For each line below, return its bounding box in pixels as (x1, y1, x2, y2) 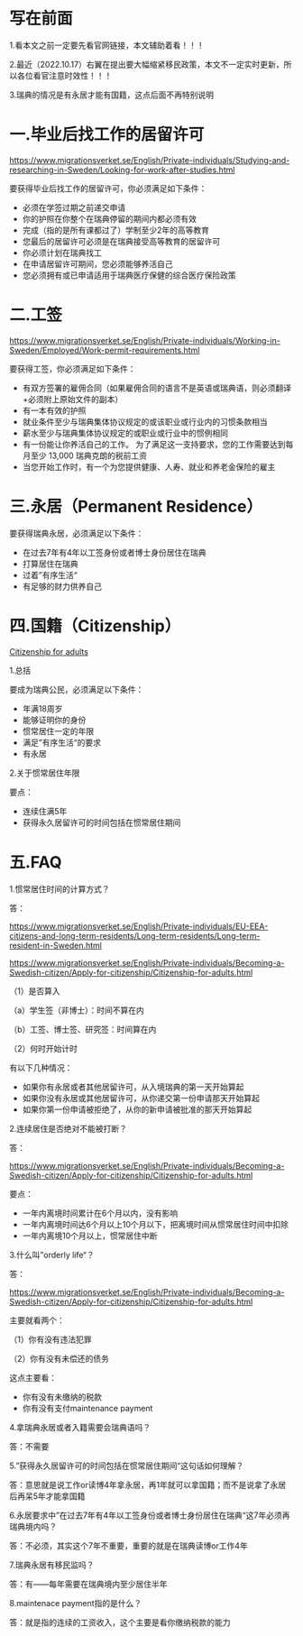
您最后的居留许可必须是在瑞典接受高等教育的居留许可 (22, 235, 221, 246)
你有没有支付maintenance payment (22, 1402, 153, 1413)
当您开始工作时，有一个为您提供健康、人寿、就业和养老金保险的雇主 (22, 461, 276, 472)
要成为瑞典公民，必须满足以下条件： (9, 684, 144, 694)
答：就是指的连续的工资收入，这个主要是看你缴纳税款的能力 (9, 1616, 231, 1628)
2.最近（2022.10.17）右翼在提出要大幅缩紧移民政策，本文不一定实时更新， (9, 59, 284, 69)
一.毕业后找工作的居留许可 (9, 124, 205, 145)
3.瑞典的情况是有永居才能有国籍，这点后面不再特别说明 (9, 89, 215, 100)
